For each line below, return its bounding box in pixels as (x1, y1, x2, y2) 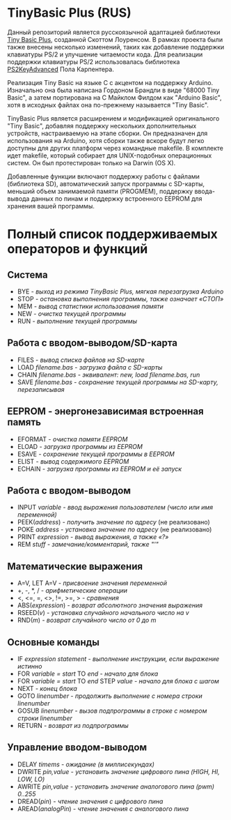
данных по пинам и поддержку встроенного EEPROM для (31, 194, 202, 203)
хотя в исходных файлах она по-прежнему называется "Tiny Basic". (7, 100, 209, 109)
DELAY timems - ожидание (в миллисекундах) (17, 760, 155, 768)
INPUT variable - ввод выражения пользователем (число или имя (17, 503, 214, 512)
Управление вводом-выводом (7, 741, 148, 754)
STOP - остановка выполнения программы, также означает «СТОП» (17, 294, 224, 303)
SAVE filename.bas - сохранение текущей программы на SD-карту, (17, 378, 218, 386)
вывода (7, 194, 30, 203)
